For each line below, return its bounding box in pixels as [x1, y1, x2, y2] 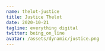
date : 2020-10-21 [6, 19, 49, 25]
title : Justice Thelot [6, 14, 62, 20]
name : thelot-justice [6, 8, 60, 15]
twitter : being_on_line [6, 30, 65, 36]
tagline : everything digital [6, 25, 78, 31]
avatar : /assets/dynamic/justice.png [6, 36, 100, 42]
